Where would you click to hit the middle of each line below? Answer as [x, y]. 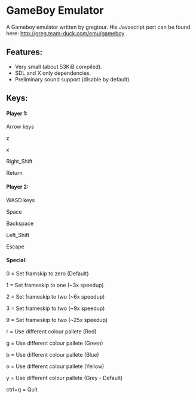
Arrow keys [20, 127]
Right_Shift [19, 162]
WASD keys [21, 200]
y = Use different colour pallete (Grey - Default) [65, 378]
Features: [24, 52]
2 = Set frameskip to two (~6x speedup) [56, 296]
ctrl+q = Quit [22, 389]
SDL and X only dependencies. [53, 73]
